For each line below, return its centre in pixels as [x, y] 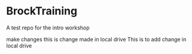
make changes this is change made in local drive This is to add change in [96, 39]
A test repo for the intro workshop [48, 28]
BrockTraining [42, 11]
